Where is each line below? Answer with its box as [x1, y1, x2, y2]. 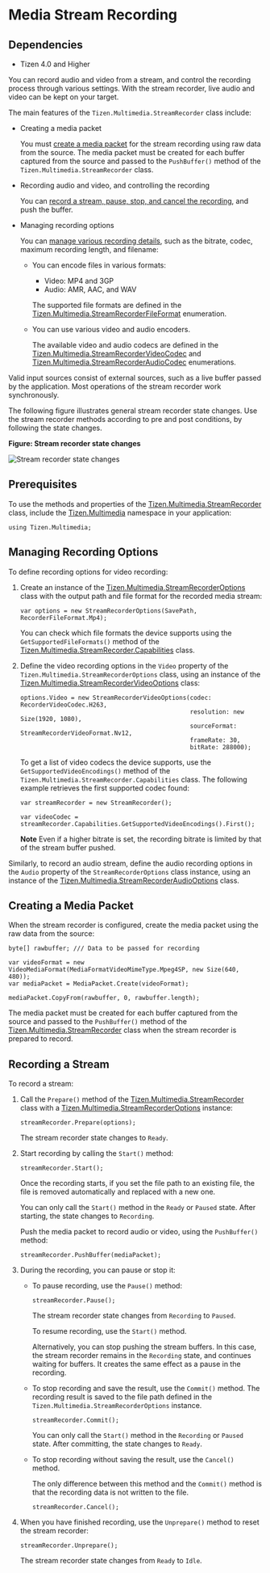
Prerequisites [8, 478, 77, 491]
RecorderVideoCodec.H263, [19, 701, 107, 709]
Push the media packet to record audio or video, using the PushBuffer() [19, 1227, 259, 1237]
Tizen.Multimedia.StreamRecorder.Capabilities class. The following [19, 774, 247, 784]
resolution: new [189, 707, 244, 716]
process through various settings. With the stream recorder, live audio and [8, 83, 255, 93]
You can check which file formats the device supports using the [19, 628, 232, 638]
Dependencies [8, 38, 83, 52]
